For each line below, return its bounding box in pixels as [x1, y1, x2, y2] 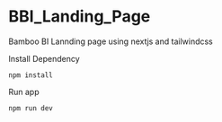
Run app [8, 86, 40, 97]
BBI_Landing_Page [8, 6, 151, 27]
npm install [8, 70, 53, 80]
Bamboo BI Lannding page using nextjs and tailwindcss [8, 36, 213, 47]
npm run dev [8, 103, 53, 113]
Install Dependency [8, 53, 80, 64]
